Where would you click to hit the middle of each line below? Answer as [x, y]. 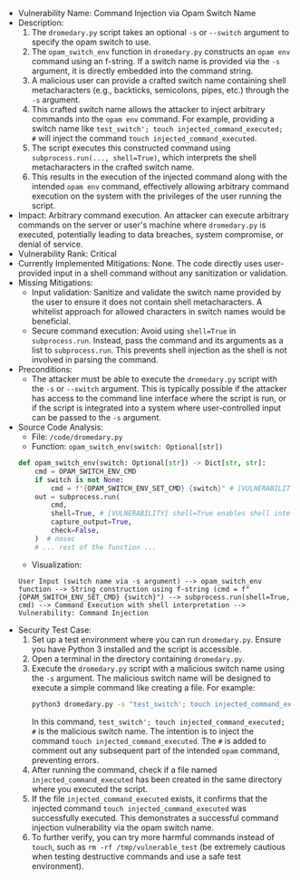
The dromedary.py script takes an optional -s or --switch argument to [160, 32]
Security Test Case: [55, 630]
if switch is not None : [80, 479]
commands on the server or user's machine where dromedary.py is [142, 225]
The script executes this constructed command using [131, 148]
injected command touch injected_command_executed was [139, 808]
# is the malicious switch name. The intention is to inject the [142, 731]
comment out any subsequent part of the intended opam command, [156, 750]
